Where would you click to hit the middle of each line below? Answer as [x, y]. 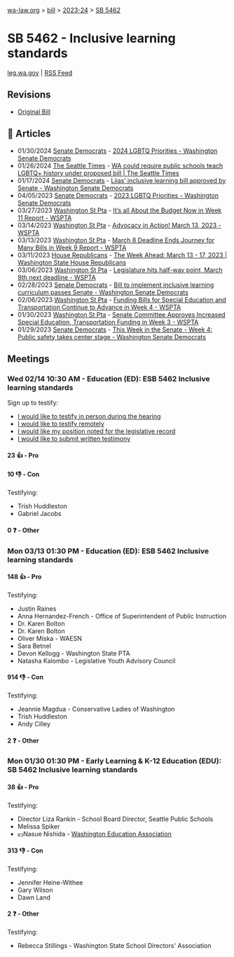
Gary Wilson [35, 890]
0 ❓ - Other [23, 530]
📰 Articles [29, 134]
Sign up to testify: [33, 403]
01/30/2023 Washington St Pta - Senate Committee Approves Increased [121, 314]
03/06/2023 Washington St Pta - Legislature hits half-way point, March [120, 270]
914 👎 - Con [26, 677]
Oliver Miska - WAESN [50, 638]
